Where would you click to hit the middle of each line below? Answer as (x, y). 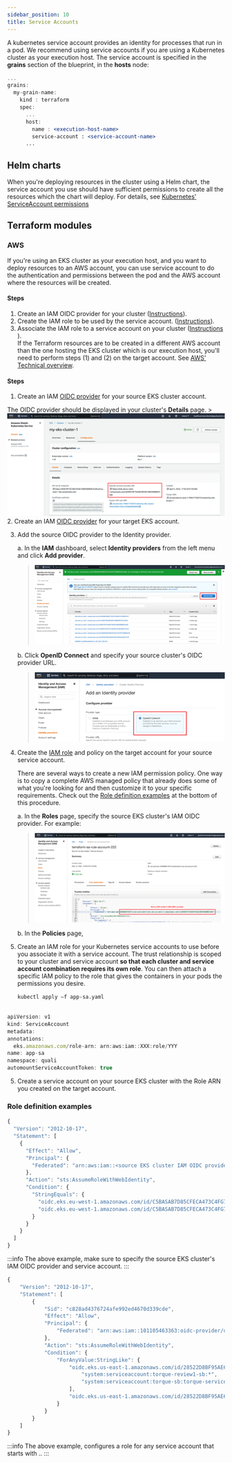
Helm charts (34, 165)
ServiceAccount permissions (48, 204)
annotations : (26, 1039)
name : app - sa (26, 1053)
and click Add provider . (51, 555)
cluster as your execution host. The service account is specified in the (107, 57)
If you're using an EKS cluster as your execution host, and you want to (107, 260)
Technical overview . (46, 365)
